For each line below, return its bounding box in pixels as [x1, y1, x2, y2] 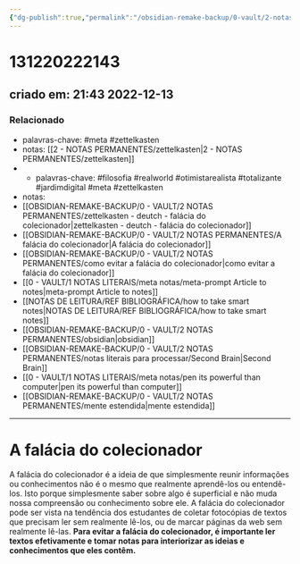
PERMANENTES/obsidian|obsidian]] [21, 333, 155, 344]
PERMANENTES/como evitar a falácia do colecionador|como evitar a [21, 257, 275, 268]
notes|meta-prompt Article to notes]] [21, 286, 159, 297]
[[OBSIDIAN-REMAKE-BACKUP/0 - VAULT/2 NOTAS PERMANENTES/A [21, 229, 282, 240]
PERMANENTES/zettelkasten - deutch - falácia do [21, 210, 207, 221]
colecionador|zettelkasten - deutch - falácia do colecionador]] [21, 220, 252, 231]
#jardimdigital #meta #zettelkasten [35, 181, 163, 192]
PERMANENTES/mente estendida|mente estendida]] [21, 400, 216, 411]
